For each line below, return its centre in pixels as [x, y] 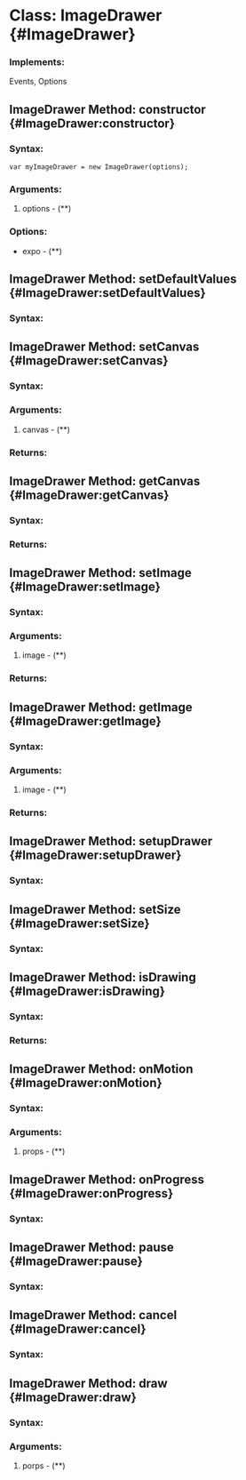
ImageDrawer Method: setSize [95, 909]
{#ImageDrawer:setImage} [85, 587]
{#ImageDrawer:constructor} [92, 123]
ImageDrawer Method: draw [88, 1383]
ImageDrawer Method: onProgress [107, 1179]
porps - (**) [44, 1465]
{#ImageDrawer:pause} [76, 1262]
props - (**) [44, 1151]
